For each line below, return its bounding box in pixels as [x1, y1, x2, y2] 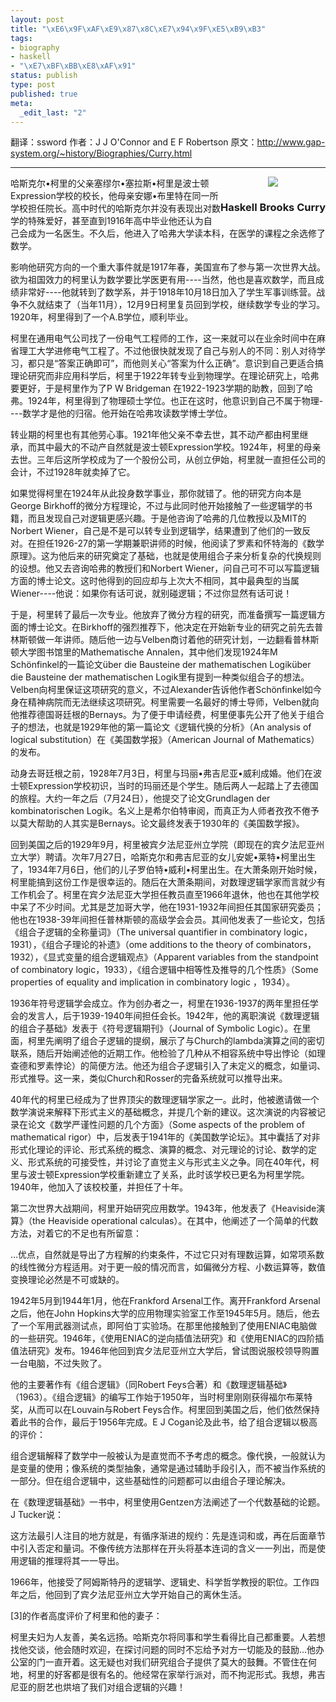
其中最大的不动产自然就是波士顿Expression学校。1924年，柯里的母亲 [36, 441, 322, 453]
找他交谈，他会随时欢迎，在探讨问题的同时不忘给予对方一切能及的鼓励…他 [10, 1644, 317, 1656]
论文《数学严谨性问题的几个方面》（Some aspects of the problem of [27, 1119, 305, 1131]
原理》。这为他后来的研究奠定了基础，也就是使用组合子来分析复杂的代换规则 [10, 550, 322, 562]
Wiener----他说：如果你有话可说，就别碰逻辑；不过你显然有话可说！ [10, 587, 293, 600]
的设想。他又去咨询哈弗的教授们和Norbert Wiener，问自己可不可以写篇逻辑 [10, 562, 320, 575]
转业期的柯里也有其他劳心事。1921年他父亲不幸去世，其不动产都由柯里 [10, 429, 300, 441]
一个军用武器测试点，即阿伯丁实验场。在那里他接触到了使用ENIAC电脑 [18, 1320, 309, 1332]
